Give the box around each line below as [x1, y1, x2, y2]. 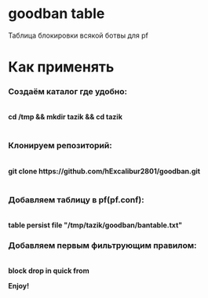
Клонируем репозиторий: [8, 140, 112, 151]
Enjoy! [8, 282, 30, 291]
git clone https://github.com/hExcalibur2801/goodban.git [8, 166, 201, 176]
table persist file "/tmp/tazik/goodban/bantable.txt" [8, 220, 183, 230]
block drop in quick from [8, 266, 89, 275]
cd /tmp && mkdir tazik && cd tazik [8, 112, 123, 122]
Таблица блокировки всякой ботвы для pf [8, 31, 149, 40]
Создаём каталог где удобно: [8, 86, 128, 97]
